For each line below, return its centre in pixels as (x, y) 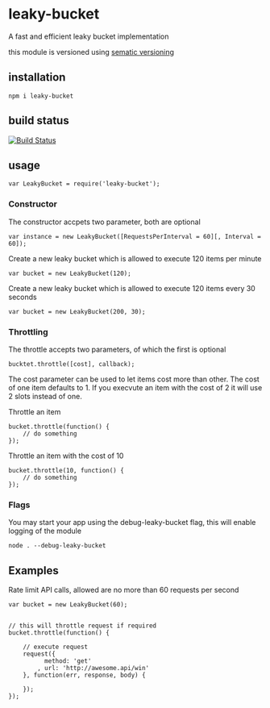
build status (39, 121)
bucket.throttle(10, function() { (66, 470)
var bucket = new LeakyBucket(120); (70, 273)
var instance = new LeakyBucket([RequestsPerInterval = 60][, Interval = (135, 236)
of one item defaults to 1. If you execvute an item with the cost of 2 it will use (135, 387)
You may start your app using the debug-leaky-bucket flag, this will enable (132, 523)
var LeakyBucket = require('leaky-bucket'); (84, 184)
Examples (33, 571)
